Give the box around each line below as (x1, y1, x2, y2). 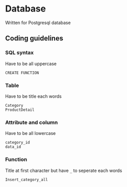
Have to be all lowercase (5, 130, 56, 136)
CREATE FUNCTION (5, 70, 39, 75)
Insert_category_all (5, 177, 48, 182)
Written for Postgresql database (5, 20, 71, 26)
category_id (5, 140, 30, 145)
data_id (5, 144, 21, 149)
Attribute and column (5, 119, 58, 126)
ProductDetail (5, 107, 35, 112)
